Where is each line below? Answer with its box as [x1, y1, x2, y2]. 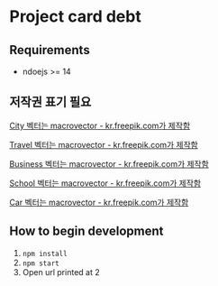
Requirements [9, 42, 90, 58]
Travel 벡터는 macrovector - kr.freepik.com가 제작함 [9, 139, 198, 150]
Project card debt [9, 6, 141, 27]
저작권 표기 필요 [9, 95, 92, 110]
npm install [22, 249, 68, 258]
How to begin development [9, 224, 164, 239]
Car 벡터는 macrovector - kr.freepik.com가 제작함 [9, 197, 189, 208]
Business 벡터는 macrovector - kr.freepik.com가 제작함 [9, 158, 209, 169]
